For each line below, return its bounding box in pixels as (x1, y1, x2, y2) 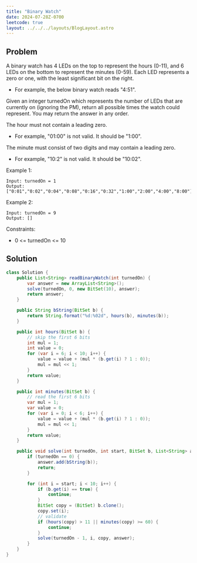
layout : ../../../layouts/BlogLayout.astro (6, 25, 114, 31)
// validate (37, 513, 67, 520)
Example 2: (6, 199, 33, 206)
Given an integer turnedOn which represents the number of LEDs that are (6, 97, 183, 104)
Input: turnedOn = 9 (6, 210, 57, 216)
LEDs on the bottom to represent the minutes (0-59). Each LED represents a (6, 69, 189, 76)
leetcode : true (6, 19, 43, 25)
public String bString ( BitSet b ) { (16, 308, 104, 313)
